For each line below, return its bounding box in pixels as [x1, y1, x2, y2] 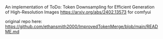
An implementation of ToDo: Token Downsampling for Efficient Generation [5, 4, 155, 10]
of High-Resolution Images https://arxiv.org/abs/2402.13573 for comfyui [5, 9, 151, 15]
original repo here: [5, 19, 43, 24]
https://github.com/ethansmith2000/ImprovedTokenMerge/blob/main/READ [5, 24, 158, 29]
